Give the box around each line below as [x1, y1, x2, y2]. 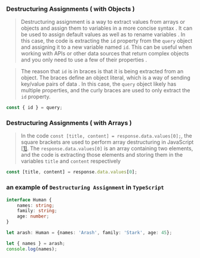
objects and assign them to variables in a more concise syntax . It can [20, 24, 193, 32]
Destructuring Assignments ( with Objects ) [6, 5, 136, 13]
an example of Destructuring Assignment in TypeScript [6, 184, 164, 192]
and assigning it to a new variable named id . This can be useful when [20, 43, 192, 51]
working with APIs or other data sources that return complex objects [20, 50, 189, 57]
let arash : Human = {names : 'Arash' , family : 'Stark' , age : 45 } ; [6, 230, 173, 236]
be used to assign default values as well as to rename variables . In [20, 31, 186, 38]
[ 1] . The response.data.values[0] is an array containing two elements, [20, 145, 193, 152]
